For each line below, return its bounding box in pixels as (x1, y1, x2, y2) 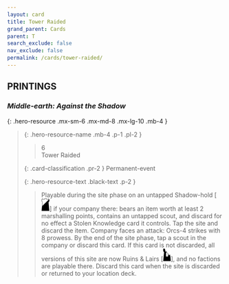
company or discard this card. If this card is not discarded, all (41, 241, 215, 249)
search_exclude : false (7, 40, 72, 47)
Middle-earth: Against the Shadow (7, 102, 126, 111)
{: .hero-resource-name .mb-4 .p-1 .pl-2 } (23, 130, 142, 139)
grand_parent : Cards (7, 25, 67, 32)
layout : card (7, 11, 45, 18)
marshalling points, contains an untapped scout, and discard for (41, 211, 222, 220)
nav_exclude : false (7, 47, 63, 54)
